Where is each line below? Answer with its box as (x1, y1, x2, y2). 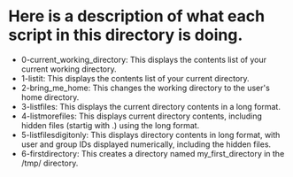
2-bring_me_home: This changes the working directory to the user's (20, 82, 271, 93)
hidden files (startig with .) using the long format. (20, 119, 200, 130)
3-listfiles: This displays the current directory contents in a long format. (20, 101, 281, 112)
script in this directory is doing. (8, 25, 243, 45)
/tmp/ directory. (20, 158, 79, 168)
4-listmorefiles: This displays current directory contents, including (20, 111, 263, 121)
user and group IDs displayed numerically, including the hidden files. (20, 139, 272, 150)
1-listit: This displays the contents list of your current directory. (20, 73, 250, 83)
